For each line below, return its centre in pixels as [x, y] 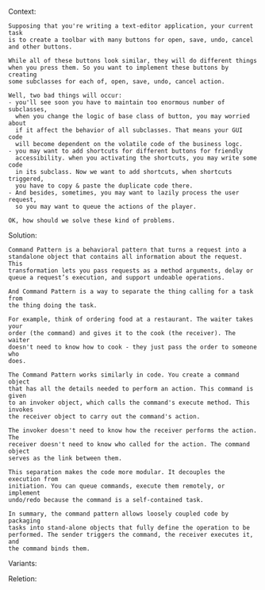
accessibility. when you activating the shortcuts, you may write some [136, 158]
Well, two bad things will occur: [65, 95]
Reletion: [23, 578]
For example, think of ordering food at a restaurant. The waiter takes [131, 319]
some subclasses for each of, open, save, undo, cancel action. [117, 82]
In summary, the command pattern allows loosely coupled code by [118, 514]
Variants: [23, 563]
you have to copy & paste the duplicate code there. [104, 186]
